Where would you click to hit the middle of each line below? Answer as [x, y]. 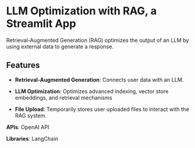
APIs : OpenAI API [28, 127]
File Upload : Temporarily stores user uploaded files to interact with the [102, 109]
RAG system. [31, 115]
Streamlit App [41, 24]
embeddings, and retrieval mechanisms [63, 97]
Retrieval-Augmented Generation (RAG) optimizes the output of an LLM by [98, 40]
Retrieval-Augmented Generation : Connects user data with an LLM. [99, 79]
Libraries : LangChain [32, 138]
